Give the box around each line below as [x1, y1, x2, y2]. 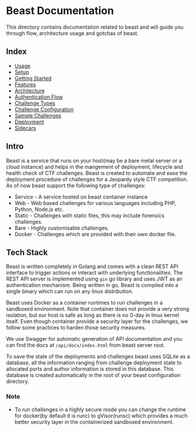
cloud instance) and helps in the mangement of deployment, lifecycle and [6, 163, 183, 170]
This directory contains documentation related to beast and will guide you [6, 23, 184, 30]
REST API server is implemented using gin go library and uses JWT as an [6, 275, 183, 282]
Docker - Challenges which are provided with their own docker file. [14, 230, 177, 238]
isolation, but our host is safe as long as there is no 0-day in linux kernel [6, 312, 180, 319]
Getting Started [14, 74, 51, 81]
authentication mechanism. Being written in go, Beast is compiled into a [6, 282, 178, 289]
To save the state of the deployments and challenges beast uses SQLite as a [6, 353, 190, 360]
